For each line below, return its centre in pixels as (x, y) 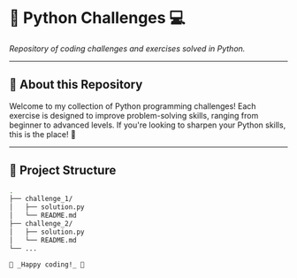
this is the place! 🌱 (43, 134)
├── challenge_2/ (41, 224)
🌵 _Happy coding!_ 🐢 (47, 264)
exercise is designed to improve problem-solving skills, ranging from (134, 115)
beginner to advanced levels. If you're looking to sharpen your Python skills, (148, 125)
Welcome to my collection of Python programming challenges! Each (133, 106)
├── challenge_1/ (41, 199)
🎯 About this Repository (76, 85)
